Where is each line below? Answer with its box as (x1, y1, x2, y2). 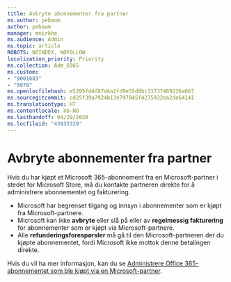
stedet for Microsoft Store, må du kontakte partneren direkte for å (7, 180, 195, 189)
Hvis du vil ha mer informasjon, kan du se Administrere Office (7, 259, 183, 268)
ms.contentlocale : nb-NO (7, 107, 79, 114)
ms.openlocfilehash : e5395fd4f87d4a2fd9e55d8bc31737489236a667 (7, 88, 195, 95)
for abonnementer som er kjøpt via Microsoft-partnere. (17, 224, 175, 232)
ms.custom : (7, 68, 39, 75)
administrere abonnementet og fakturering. (7, 188, 131, 196)
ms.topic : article (7, 42, 61, 49)
